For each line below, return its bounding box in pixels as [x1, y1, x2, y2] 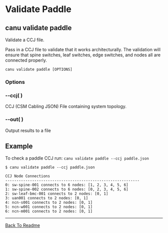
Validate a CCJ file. [5, 37, 44, 43]
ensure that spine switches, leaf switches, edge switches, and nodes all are [5, 52, 161, 58]
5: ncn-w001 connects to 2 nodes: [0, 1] [5, 204, 93, 209]
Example [5, 142, 33, 150]
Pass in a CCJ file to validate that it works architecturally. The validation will [5, 47, 161, 52]
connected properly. [5, 57, 47, 63]
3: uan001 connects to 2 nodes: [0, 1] [5, 196, 88, 201]
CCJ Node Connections [5, 174, 50, 179]
